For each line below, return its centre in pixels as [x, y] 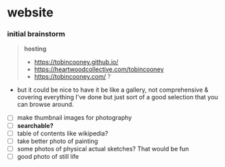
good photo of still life [48, 156]
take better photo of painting [57, 141]
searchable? [35, 125]
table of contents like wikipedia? [62, 133]
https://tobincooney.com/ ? [72, 77]
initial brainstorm [36, 34]
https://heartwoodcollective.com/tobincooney [99, 69]
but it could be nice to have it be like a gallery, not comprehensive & [113, 90]
